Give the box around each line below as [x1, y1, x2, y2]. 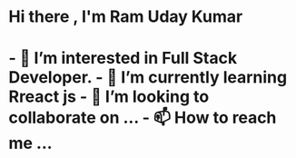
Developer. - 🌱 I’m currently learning [8, 67, 288, 88]
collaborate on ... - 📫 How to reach [8, 107, 277, 128]
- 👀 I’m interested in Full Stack [8, 48, 238, 69]
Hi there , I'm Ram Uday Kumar [8, 6, 243, 27]
